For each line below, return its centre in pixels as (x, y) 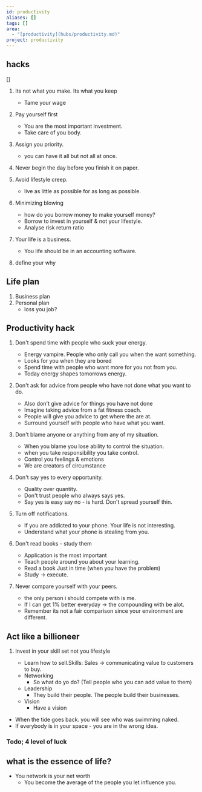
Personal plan (32, 303)
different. (35, 618)
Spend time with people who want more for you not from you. (101, 368)
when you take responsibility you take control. (81, 453)
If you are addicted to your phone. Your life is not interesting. (99, 526)
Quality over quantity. (51, 489)
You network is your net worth (53, 776)
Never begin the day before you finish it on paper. (77, 168)
